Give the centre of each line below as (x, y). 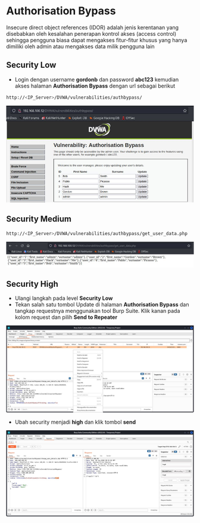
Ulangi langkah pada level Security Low (64, 298)
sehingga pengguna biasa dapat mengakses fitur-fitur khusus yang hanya (97, 40)
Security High (32, 284)
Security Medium (39, 219)
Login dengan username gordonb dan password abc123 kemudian (97, 79)
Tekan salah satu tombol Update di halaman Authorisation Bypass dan (102, 305)
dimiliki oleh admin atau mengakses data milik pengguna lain (80, 46)
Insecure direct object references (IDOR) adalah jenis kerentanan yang (93, 27)
